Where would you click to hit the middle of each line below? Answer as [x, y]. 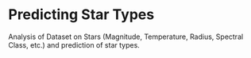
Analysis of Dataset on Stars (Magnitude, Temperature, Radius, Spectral [126, 37]
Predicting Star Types [81, 15]
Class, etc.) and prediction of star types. [74, 44]
